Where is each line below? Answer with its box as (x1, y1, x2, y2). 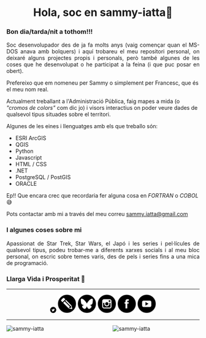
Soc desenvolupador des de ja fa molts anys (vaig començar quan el (6, 41, 187, 48)
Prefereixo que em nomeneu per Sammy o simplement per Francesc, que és (6, 79, 199, 86)
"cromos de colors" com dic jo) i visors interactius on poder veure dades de (6, 104, 198, 112)
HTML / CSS (15, 161, 47, 168)
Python (15, 147, 34, 155)
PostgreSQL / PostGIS (15, 174, 71, 181)
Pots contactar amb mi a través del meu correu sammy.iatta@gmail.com (6, 210, 188, 218)
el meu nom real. (6, 86, 49, 93)
